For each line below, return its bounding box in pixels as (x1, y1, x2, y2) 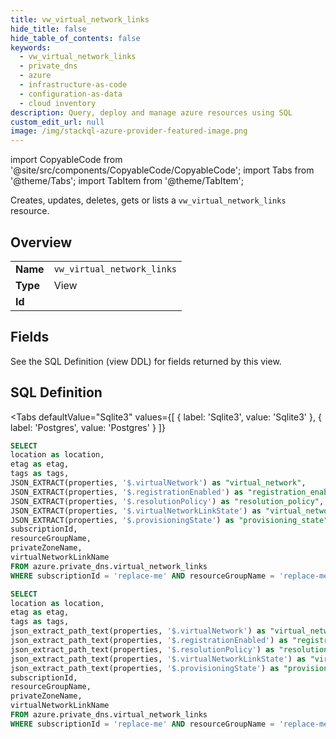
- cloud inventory (19, 98, 97, 108)
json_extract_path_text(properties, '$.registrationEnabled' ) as (10, 636, 288, 646)
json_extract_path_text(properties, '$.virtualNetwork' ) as (10, 626, 267, 636)
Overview (10, 234, 73, 251)
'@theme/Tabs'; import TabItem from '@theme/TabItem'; (10, 175, 244, 187)
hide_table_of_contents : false (10, 33, 141, 43)
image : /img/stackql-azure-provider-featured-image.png (10, 126, 248, 136)
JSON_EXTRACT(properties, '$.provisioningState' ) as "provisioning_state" (10, 515, 329, 525)
